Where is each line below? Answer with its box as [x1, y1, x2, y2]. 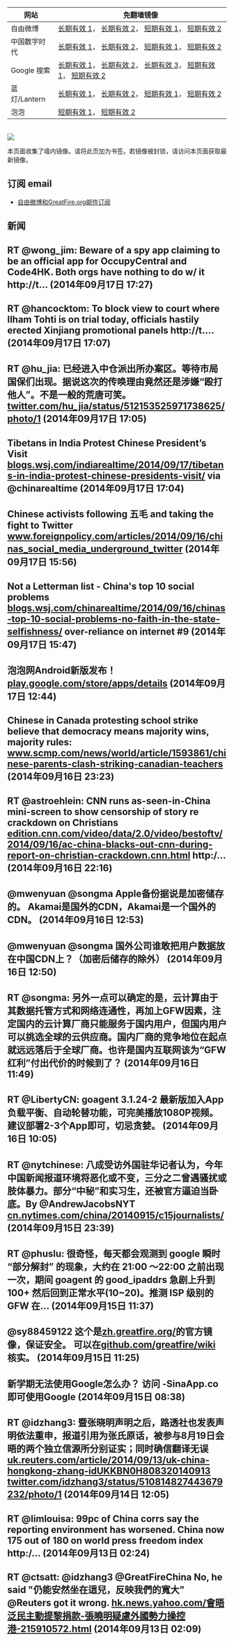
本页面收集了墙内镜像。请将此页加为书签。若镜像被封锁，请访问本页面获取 [7, 147, 221, 155]
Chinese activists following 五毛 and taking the [7, 508, 214, 520]
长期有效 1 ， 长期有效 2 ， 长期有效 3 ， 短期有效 [58, 61, 216, 70]
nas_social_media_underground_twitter [7, 543, 183, 555]
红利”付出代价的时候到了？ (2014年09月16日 [7, 1057, 200, 1068]
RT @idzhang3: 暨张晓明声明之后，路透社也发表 [7, 1417, 216, 1429]
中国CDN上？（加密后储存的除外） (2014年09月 [16, 953, 224, 965]
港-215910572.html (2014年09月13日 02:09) [7, 1623, 202, 1635]
